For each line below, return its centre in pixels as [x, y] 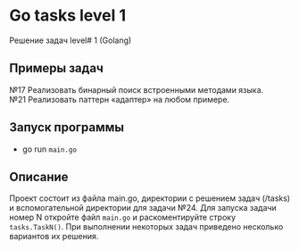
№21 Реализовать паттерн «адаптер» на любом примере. [120, 99]
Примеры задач [57, 68]
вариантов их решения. [54, 237]
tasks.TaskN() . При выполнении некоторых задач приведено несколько [146, 227]
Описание [39, 176]
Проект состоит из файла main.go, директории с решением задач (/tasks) [150, 198]
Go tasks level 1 [68, 16]
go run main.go [50, 149]
